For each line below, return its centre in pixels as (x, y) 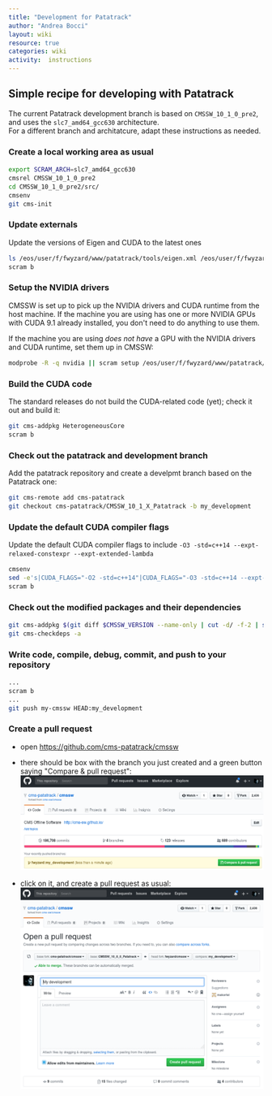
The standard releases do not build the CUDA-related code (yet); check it (130, 401)
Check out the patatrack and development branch (108, 455)
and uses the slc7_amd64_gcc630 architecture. (84, 122)
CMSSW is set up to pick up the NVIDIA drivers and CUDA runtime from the (134, 305)
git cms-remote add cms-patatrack (67, 498)
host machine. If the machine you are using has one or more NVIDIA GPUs (132, 314)
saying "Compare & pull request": (76, 771)
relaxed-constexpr (39, 554)
